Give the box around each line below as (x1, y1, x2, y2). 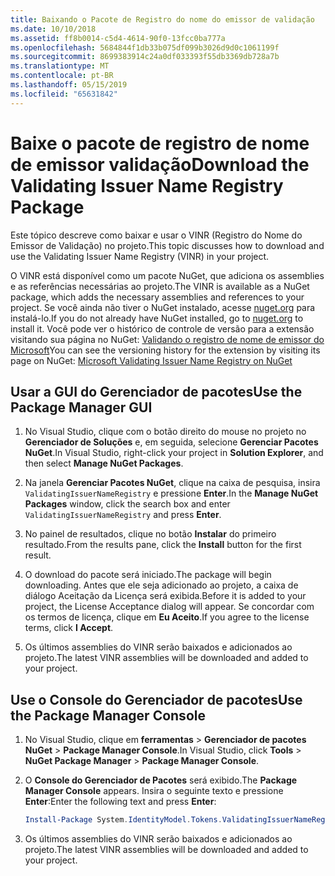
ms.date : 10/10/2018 (10, 24, 97, 34)
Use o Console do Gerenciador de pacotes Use (10, 691, 303, 708)
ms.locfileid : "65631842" (10, 89, 118, 99)
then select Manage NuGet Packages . (24, 457, 184, 470)
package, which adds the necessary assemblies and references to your (10, 291, 305, 303)
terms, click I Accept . (24, 622, 114, 634)
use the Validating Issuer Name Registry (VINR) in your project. (10, 250, 270, 262)
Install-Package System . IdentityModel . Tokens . (24, 815, 223, 825)
